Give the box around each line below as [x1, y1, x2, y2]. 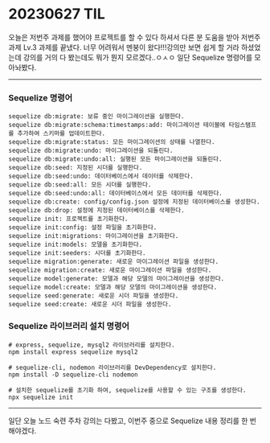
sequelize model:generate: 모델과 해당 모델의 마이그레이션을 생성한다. [8, 275, 225, 283]
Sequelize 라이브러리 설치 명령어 [8, 321, 130, 332]
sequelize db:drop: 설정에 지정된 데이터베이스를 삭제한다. [8, 207, 185, 215]
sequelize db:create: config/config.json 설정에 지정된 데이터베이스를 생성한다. [8, 198, 260, 206]
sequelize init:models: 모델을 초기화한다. [8, 240, 143, 249]
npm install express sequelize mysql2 [8, 347, 138, 356]
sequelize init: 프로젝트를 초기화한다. [8, 215, 129, 224]
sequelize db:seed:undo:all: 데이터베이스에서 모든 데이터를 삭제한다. [8, 190, 223, 198]
